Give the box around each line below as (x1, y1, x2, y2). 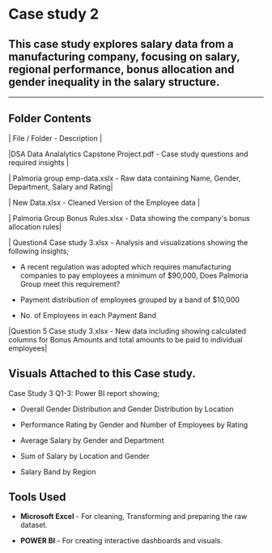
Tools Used (8, 491, 66, 504)
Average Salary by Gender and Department (19, 435, 164, 445)
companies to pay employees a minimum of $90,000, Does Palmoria (19, 270, 249, 280)
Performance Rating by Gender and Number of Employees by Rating (19, 419, 249, 429)
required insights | (8, 157, 69, 167)
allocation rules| (8, 222, 62, 232)
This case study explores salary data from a (8, 37, 234, 51)
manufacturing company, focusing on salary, (8, 49, 240, 63)
